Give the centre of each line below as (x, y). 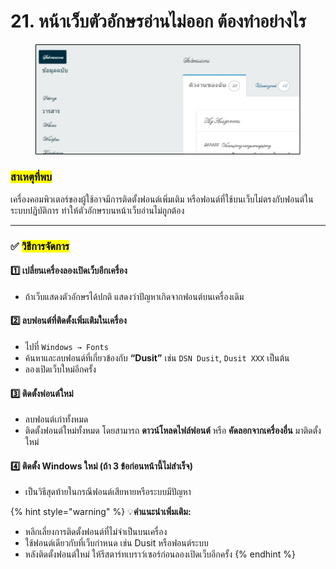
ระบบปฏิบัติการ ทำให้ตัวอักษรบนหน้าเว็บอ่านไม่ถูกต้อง (97, 210)
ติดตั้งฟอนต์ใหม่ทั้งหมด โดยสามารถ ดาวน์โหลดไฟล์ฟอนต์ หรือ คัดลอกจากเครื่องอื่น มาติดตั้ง (173, 431)
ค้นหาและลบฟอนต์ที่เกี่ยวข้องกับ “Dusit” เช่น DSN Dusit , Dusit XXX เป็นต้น (157, 358)
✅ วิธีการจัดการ (40, 246)
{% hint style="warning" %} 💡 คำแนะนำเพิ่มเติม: (101, 512)
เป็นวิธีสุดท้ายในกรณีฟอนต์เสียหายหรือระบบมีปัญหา (108, 492)
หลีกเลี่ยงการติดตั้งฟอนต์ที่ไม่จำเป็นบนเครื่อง (96, 532)
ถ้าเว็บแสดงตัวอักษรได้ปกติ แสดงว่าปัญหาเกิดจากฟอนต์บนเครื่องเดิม (134, 296)
